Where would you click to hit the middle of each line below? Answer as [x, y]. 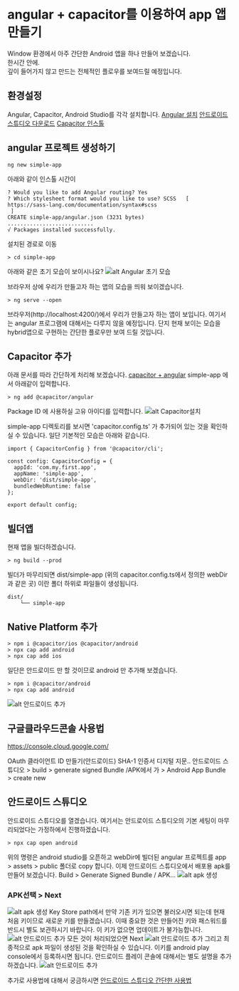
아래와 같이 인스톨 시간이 [42, 179]
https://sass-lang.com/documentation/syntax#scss [83, 205]
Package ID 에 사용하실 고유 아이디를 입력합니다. [75, 411]
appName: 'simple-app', [49, 474]
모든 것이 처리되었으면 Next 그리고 [145, 938]
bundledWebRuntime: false [52, 486]
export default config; [43, 505]
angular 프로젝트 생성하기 [62, 148]
